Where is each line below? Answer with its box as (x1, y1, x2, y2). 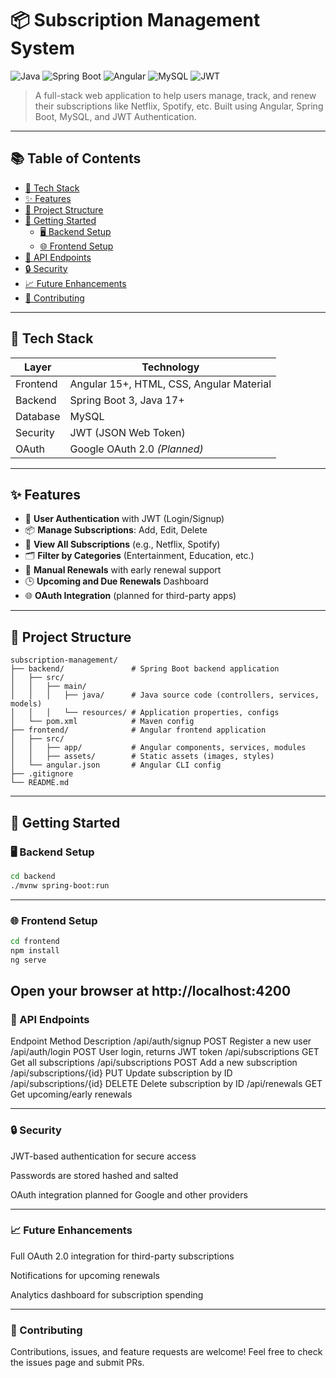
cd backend (10, 871, 56, 881)
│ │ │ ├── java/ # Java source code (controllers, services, (10, 690, 320, 701)
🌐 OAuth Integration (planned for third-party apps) (24, 590, 237, 602)
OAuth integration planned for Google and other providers (10, 1188, 248, 1201)
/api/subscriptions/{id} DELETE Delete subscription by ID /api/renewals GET (10, 1078, 323, 1090)
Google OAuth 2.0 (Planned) (69, 442, 204, 456)
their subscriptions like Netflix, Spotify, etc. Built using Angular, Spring (34, 100, 324, 112)
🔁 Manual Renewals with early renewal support (24, 564, 222, 576)
